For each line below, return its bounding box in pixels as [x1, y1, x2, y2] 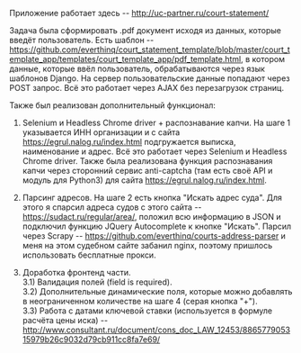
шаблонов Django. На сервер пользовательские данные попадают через [9, 73, 290, 84]
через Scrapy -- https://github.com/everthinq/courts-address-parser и [22, 231, 286, 241]
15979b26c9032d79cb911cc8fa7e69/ [22, 334, 161, 345]
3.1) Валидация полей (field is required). [22, 276, 173, 287]
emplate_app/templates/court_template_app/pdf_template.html [9, 54, 242, 64]
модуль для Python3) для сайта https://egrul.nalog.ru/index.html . [22, 175, 268, 186]
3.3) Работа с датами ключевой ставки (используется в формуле [22, 305, 273, 316]
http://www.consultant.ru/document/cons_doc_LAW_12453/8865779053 [22, 324, 290, 335]
